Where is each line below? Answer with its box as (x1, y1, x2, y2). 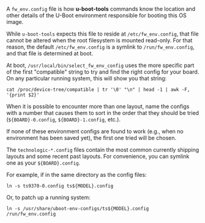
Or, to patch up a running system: (6, 194, 91, 201)
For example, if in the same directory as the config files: (6, 171, 147, 178)
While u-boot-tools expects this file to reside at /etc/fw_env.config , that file (6, 30, 199, 37)
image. (6, 18, 24, 25)
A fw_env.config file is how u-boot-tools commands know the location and (6, 6, 196, 12)
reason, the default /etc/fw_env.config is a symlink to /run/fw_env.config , (6, 43, 195, 50)
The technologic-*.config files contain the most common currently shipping (6, 146, 199, 153)
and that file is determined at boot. (6, 50, 94, 57)
